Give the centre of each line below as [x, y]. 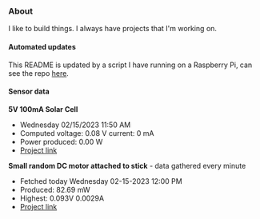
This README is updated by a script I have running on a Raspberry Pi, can [130, 65]
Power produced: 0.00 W [61, 141]
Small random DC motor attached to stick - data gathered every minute [127, 165]
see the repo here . [39, 73]
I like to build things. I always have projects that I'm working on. [113, 29]
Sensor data [29, 92]
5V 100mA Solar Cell [43, 109]
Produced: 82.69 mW [55, 189]
